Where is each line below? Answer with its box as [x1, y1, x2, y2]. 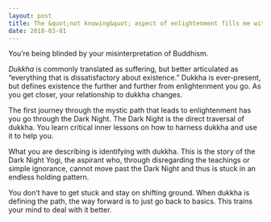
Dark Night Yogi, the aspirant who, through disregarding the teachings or [8, 155, 250, 165]
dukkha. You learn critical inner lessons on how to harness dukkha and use [8, 122, 258, 133]
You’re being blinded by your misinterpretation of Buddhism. [8, 49, 209, 59]
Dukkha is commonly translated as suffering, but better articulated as [8, 64, 239, 74]
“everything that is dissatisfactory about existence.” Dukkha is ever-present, [8, 73, 261, 83]
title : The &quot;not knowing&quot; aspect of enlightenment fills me [8, 19, 251, 27]
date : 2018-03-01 [8, 27, 67, 35]
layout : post [8, 11, 52, 20]
